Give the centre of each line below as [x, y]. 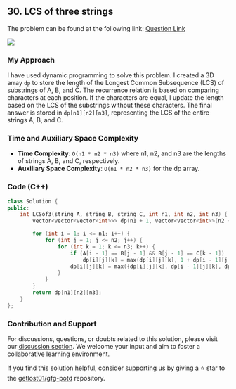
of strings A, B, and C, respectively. [68, 161]
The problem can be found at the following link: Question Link [96, 28]
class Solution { [33, 201]
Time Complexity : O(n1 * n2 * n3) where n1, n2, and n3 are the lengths [122, 153]
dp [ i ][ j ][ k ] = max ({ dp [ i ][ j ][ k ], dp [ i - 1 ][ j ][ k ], [146, 267]
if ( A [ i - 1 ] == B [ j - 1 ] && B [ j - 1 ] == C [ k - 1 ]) [147, 253]
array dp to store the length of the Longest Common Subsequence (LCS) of [116, 83]
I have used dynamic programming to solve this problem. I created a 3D [111, 75]
